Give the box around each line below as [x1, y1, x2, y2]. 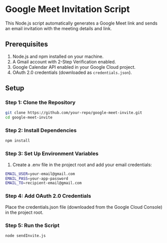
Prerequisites [5, 40, 48, 49]
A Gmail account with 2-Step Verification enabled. [12, 59, 116, 65]
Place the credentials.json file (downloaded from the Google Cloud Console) [5, 204, 163, 210]
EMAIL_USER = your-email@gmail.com [5, 171, 75, 176]
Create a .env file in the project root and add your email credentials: [12, 162, 152, 168]
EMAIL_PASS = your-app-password [5, 176, 69, 181]
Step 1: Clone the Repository [5, 99, 76, 106]
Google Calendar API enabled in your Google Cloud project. [12, 64, 136, 70]
